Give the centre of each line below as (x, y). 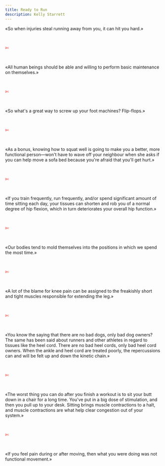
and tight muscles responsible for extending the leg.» (59, 296)
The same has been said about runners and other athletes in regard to (76, 340)
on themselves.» (22, 72)
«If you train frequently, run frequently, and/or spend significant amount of (81, 198)
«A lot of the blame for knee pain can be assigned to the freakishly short (79, 291)
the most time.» (21, 252)
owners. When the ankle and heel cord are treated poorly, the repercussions (83, 350)
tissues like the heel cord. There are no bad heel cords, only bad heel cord (81, 345)
